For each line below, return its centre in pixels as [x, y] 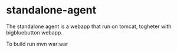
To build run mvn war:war [37, 44]
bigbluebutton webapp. [35, 32]
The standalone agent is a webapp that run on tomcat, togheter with [89, 26]
